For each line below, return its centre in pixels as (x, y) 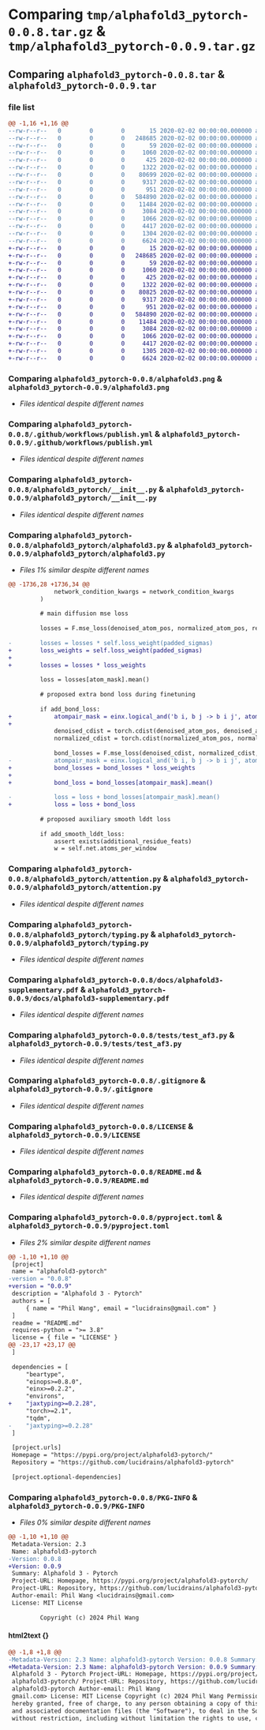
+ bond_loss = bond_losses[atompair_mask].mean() (111, 782)
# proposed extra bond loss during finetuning (118, 695)
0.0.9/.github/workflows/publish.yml (81, 443)
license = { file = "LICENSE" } (65, 1338)
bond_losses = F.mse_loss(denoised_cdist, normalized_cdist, (157, 753)
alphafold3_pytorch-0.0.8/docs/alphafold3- (138, 980)
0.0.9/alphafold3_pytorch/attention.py (85, 888)
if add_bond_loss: (70, 709)
